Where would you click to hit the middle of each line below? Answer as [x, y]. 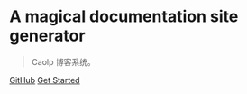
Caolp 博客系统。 [64, 61]
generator [47, 36]
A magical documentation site [124, 17]
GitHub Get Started [45, 80]
